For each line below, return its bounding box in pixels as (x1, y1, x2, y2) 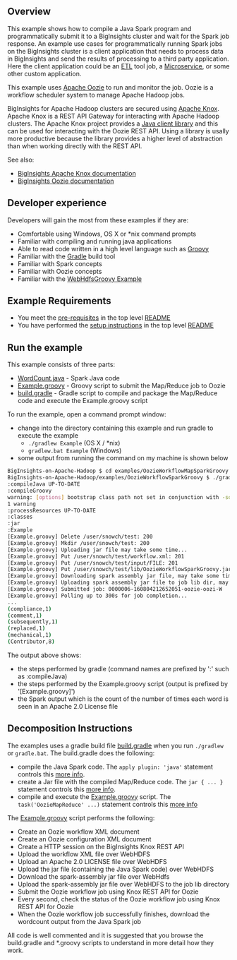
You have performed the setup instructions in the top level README (17, 321, 214, 330)
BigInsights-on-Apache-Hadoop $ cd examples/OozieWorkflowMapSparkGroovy (7, 467, 229, 475)
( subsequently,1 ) (7, 618, 59, 625)
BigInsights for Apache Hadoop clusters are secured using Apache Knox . (7, 104, 220, 112)
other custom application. (7, 69, 82, 78)
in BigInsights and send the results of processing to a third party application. (7, 54, 229, 63)
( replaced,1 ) (7, 625, 46, 632)
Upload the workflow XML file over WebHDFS (17, 850, 150, 858)
